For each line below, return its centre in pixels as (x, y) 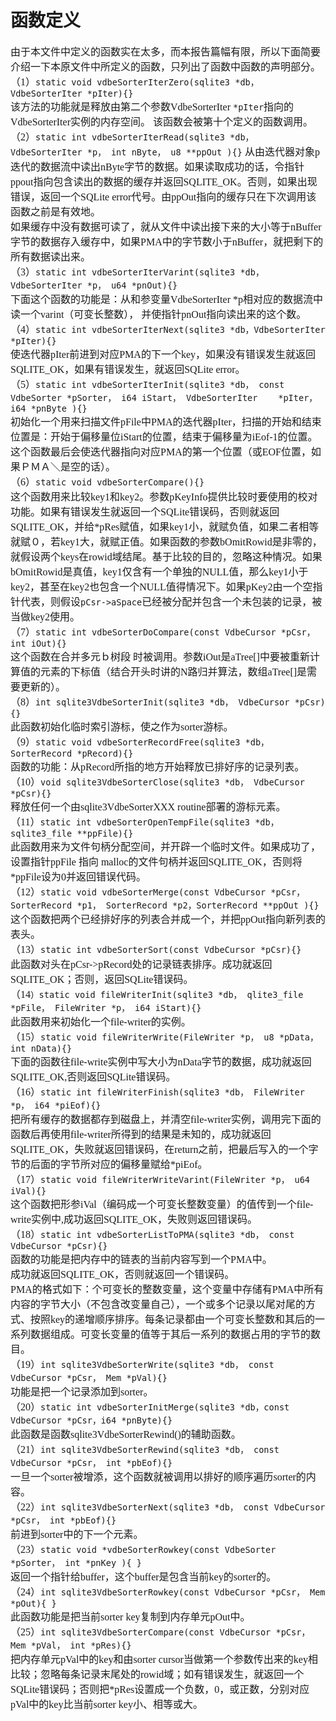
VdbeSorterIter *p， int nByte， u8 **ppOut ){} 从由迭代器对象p (165, 152)
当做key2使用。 (45, 617)
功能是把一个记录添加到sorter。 (82, 1392)
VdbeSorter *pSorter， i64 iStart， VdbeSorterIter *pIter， (164, 397)
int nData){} (41, 1048)
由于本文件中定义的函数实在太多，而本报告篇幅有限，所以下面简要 (166, 52)
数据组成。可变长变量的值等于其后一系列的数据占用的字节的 (171, 1334)
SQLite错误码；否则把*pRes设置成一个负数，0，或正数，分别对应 (160, 1689)
